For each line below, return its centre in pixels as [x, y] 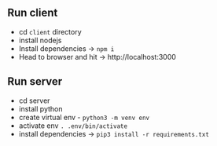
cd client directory [50, 31]
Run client [33, 13]
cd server [34, 100]
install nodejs [40, 40]
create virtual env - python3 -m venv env [84, 117]
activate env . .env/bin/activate [73, 126]
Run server [35, 82]
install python [40, 108]
